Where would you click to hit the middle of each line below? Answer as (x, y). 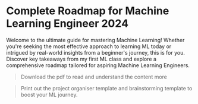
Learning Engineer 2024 (67, 23)
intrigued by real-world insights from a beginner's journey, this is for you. (96, 52)
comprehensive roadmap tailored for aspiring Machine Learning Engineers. (98, 65)
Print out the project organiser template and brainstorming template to (106, 88)
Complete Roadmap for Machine (88, 11)
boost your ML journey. (49, 94)
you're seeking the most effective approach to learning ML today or (89, 46)
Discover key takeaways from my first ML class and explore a (81, 59)
